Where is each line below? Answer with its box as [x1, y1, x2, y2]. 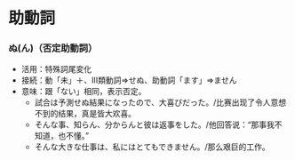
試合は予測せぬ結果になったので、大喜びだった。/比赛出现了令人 [34, 97, 272, 108]
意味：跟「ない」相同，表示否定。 [20, 86, 147, 97]
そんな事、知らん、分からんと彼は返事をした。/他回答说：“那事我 [34, 119, 275, 130]
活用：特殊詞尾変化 [20, 64, 92, 75]
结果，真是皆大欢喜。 [58, 108, 137, 119]
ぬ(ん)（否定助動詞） [8, 42, 98, 54]
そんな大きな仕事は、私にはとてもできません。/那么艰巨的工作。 [34, 141, 270, 152]
